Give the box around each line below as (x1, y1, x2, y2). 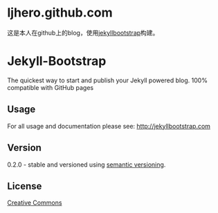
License (7, 180, 42, 192)
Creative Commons (7, 198, 62, 207)
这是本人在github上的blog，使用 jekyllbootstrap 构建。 (7, 28, 159, 37)
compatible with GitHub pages (7, 83, 94, 91)
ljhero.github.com (7, 5, 113, 21)
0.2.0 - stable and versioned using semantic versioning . (7, 160, 166, 169)
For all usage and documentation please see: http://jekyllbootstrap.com (7, 122, 211, 130)
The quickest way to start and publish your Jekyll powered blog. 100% (7, 76, 208, 84)
